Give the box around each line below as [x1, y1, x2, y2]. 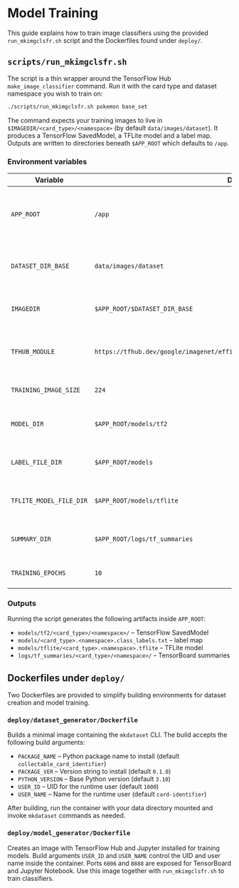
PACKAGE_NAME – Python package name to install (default [17, 752, 180, 761]
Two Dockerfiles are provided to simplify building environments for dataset [7, 691, 226, 700]
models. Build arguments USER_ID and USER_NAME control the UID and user [7, 851, 221, 859]
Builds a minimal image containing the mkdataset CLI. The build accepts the [7, 730, 228, 740]
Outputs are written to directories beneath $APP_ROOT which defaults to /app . [7, 138, 230, 147]
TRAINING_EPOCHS [11, 569, 66, 577]
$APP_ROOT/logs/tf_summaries [94, 535, 193, 543]
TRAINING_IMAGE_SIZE [11, 385, 80, 394]
